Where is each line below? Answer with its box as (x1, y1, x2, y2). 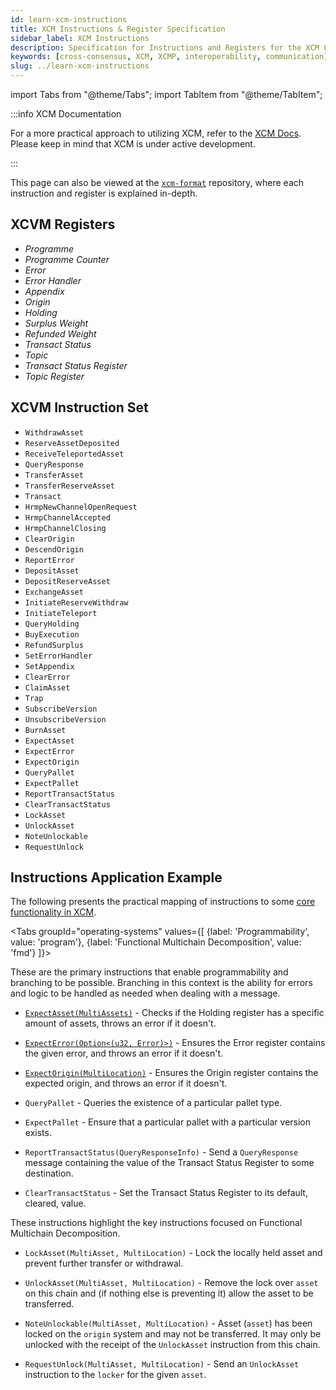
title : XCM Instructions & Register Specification (10, 24, 226, 34)
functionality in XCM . (10, 906, 97, 918)
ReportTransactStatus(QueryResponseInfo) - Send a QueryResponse (24, 1146, 299, 1158)
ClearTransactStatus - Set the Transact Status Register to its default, (24, 1187, 308, 1199)
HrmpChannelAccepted (24, 512, 111, 523)
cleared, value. (24, 1197, 87, 1210)
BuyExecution (24, 629, 80, 640)
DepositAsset (24, 566, 80, 576)
